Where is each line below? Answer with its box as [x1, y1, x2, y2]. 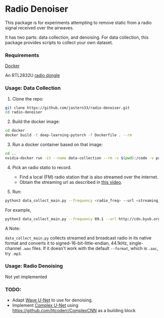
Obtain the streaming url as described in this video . [19, 179, 123, 185]
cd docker [5, 128, 25, 133]
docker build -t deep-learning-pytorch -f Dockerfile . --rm [5, 133, 132, 138]
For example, [5, 207, 32, 213]
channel [5, 245, 21, 251]
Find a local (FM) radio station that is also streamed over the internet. [19, 174, 159, 180]
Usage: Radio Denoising [5, 263, 63, 269]
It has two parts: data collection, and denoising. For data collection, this [5, 34, 149, 40]
